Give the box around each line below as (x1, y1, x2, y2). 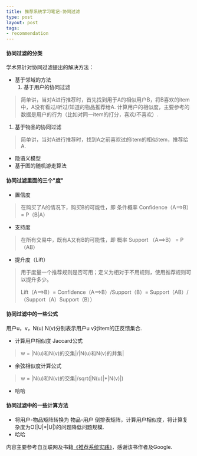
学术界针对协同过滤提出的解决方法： (6, 64, 94, 71)
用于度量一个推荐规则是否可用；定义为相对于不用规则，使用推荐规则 (20, 268, 186, 275)
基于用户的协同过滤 (23, 84, 71, 91)
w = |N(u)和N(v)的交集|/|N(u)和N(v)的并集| (20, 349, 124, 357)
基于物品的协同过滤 (14, 123, 62, 130)
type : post (6, 14, 33, 20)
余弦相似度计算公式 (14, 362, 62, 369)
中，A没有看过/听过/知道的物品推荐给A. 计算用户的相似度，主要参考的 (20, 104, 190, 111)
